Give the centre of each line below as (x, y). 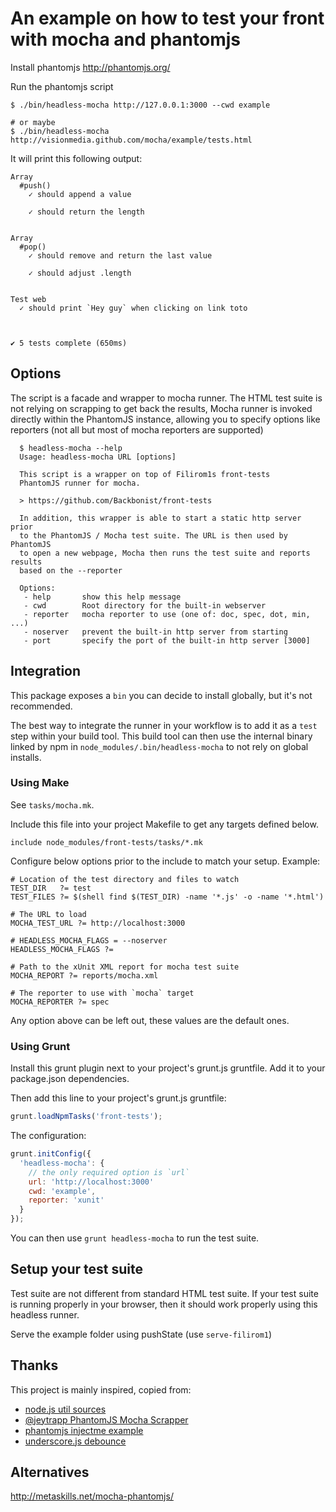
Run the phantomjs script (62, 86)
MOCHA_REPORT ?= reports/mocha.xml (84, 975)
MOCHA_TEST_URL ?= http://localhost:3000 (98, 923)
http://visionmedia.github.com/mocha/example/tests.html (131, 140)
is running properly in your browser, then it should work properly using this (164, 1304)
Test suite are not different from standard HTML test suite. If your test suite (164, 1293)
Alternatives (50, 1472)
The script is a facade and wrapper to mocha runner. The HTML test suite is (166, 398)
